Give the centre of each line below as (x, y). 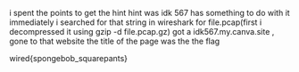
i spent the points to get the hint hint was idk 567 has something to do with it (149, 13)
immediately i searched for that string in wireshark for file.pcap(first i (136, 22)
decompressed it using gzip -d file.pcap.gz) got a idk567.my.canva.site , (142, 32)
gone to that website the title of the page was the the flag (115, 41)
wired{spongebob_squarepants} (68, 58)
